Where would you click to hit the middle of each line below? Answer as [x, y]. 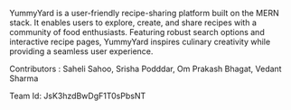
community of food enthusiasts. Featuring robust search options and [137, 32]
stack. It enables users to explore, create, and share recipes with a [133, 23]
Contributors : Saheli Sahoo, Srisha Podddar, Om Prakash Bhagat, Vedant [145, 69]
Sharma [24, 78]
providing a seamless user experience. [81, 51]
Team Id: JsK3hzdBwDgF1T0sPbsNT [78, 96]
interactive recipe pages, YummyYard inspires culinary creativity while [140, 41]
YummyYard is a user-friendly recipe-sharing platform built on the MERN [144, 13]
